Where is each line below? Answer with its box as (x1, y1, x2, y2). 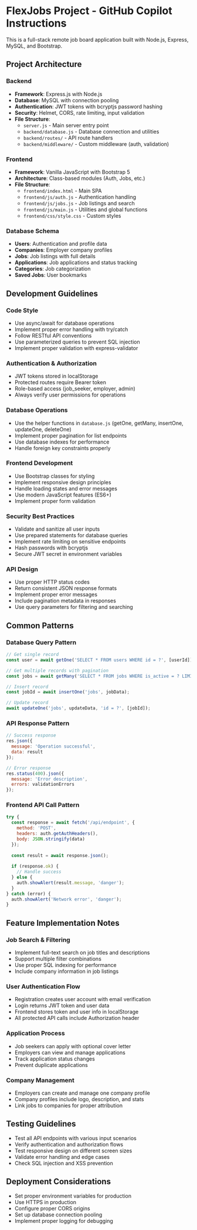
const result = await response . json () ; (11, 852, 109, 858)
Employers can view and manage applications (14, 1049, 126, 1056)
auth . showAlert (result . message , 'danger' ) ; (16, 879, 125, 886)
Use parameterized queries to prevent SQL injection (14, 338, 140, 345)
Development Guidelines (6, 288, 98, 298)
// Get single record (6, 652, 59, 658)
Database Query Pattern (6, 638, 77, 646)
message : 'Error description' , (11, 776, 88, 782)
